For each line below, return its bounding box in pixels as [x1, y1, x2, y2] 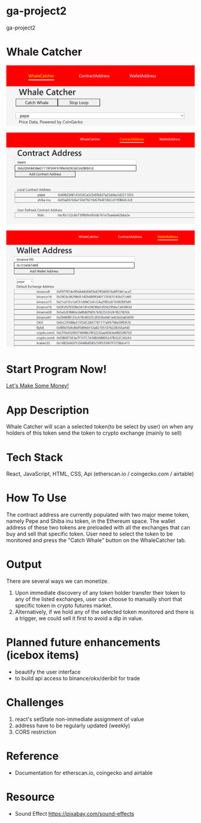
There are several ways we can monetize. [6, 577, 109, 585]
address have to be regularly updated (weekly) [14, 722, 130, 729]
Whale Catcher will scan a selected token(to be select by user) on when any [6, 423, 194, 430]
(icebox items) [6, 648, 80, 662]
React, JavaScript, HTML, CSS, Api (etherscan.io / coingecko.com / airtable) [6, 470, 194, 478]
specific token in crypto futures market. [14, 602, 112, 609]
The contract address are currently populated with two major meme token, [6, 511, 190, 519]
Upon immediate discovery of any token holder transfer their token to [14, 589, 185, 597]
